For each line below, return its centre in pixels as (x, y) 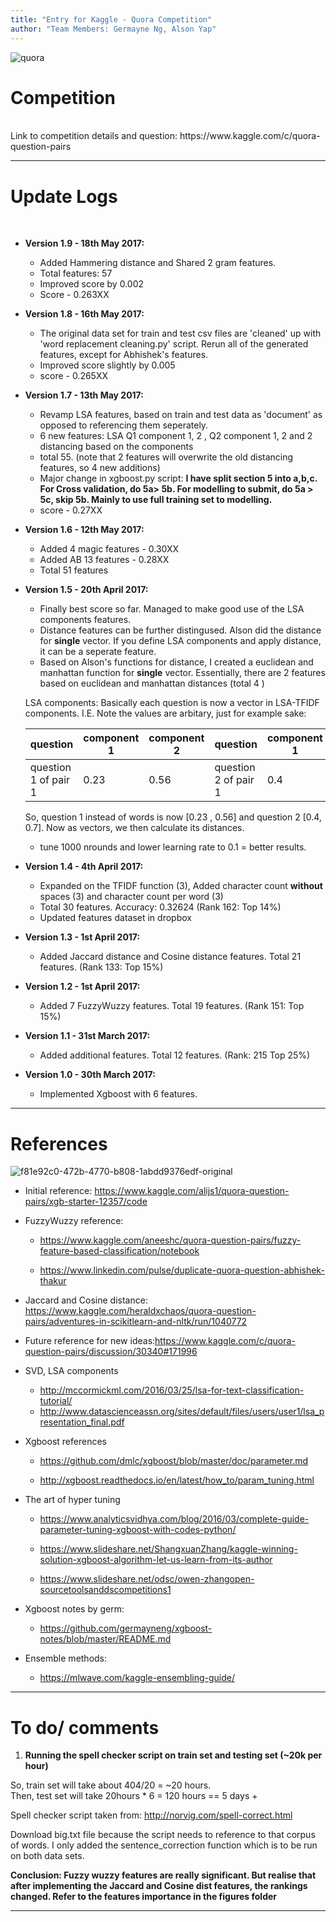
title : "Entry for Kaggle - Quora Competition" (111, 19)
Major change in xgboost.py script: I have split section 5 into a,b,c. (178, 478)
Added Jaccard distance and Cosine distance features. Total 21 (170, 957)
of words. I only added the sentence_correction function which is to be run (164, 1845)
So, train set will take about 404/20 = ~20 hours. (111, 1785)
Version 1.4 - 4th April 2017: (84, 867)
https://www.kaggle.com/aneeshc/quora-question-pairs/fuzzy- (170, 1240)
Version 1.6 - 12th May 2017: (84, 530)
